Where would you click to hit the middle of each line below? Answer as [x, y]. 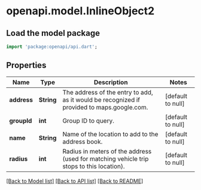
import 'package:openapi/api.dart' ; [52, 47]
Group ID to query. [89, 121]
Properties [26, 65]
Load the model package [53, 33]
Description [111, 82]
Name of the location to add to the [110, 134]
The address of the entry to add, [108, 92]
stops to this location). [94, 166]
